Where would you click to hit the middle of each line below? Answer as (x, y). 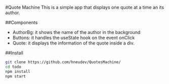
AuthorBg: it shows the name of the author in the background (76, 32)
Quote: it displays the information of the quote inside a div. (74, 43)
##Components (22, 23)
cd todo (13, 67)
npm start (16, 76)
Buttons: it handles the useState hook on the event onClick (74, 38)
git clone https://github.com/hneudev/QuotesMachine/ (63, 62)
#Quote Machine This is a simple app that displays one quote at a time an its (85, 7)
